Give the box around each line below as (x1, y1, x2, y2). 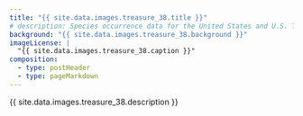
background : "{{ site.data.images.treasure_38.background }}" (9, 30, 248, 39)
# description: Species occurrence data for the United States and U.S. (9, 22, 289, 31)
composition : (9, 55, 59, 64)
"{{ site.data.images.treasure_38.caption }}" (17, 47, 196, 56)
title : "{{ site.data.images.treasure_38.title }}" (9, 13, 207, 22)
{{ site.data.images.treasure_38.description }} (9, 96, 179, 107)
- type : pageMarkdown (17, 72, 99, 81)
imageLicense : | (9, 38, 70, 48)
